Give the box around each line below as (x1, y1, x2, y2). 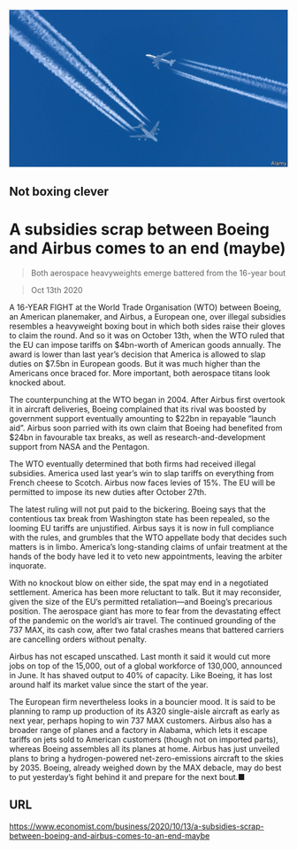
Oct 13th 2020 (30, 284, 83, 295)
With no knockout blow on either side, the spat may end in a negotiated (9, 577, 269, 588)
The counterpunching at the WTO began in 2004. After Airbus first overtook (9, 394, 286, 405)
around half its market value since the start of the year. (9, 679, 209, 690)
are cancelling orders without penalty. (9, 634, 148, 645)
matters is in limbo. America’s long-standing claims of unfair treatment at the (9, 541, 288, 552)
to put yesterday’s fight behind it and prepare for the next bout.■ (9, 771, 246, 782)
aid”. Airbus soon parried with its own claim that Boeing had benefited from (9, 422, 283, 433)
